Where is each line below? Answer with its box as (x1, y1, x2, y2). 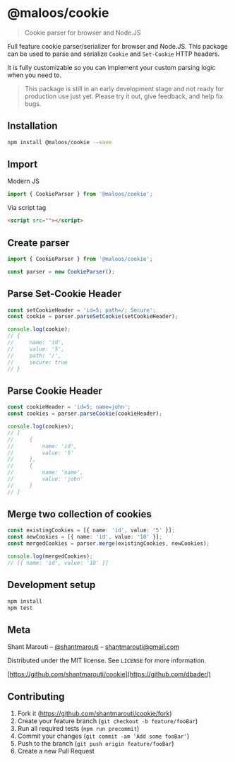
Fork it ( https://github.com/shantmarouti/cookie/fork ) (17, 709, 172, 717)
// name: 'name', (7, 469, 83, 476)
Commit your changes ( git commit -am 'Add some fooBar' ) (17, 732, 190, 740)
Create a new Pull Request (17, 747, 95, 755)
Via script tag (7, 204, 47, 212)
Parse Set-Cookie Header (7, 288, 122, 300)
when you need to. (7, 71, 62, 79)
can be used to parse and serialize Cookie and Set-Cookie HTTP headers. (7, 49, 220, 58)
